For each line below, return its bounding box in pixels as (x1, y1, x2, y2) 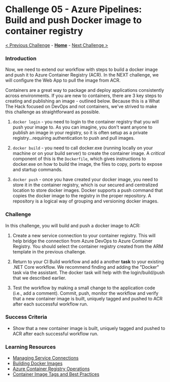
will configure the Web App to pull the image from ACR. (5, 78, 121, 84)
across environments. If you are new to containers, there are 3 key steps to (5, 93, 162, 99)
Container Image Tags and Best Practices (12, 371, 100, 377)
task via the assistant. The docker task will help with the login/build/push (12, 269, 165, 275)
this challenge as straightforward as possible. (5, 109, 100, 115)
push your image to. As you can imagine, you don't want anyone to (12, 124, 153, 131)
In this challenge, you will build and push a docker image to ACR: (5, 222, 141, 228)
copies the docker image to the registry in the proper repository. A (12, 193, 151, 199)
